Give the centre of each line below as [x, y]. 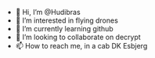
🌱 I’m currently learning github [64, 29]
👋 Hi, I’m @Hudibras [48, 12]
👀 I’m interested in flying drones [67, 20]
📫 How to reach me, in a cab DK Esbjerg [81, 46]
